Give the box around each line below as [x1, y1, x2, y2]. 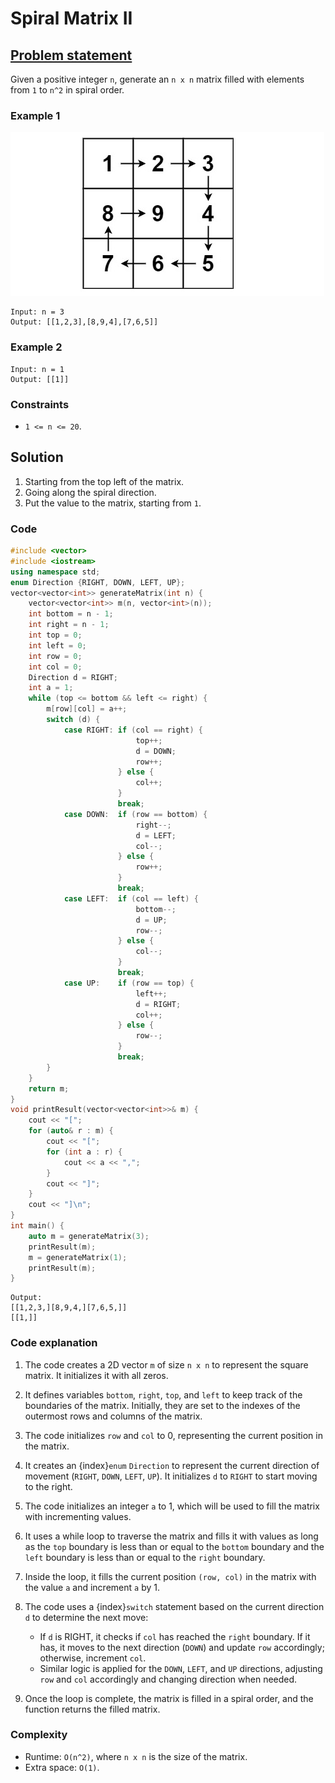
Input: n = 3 [10, 307, 65, 317]
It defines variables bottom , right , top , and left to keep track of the [24, 1388, 303, 1401]
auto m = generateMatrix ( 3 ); [28, 1231, 150, 1241]
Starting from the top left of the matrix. [24, 475, 185, 487]
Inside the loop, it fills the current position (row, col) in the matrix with [24, 1570, 317, 1582]
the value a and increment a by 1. [24, 1581, 160, 1593]
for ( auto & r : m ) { [28, 1126, 114, 1136]
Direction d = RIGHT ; [28, 672, 118, 682]
